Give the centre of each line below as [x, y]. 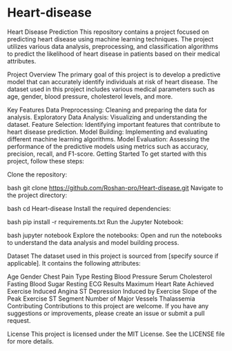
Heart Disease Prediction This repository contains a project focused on [108, 32]
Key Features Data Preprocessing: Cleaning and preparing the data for [107, 110]
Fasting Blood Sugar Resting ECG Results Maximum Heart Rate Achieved [110, 283]
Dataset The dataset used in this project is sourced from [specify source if [113, 256]
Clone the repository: [37, 174]
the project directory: [37, 195]
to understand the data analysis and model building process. [93, 242]
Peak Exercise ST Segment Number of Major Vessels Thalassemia [101, 299]
